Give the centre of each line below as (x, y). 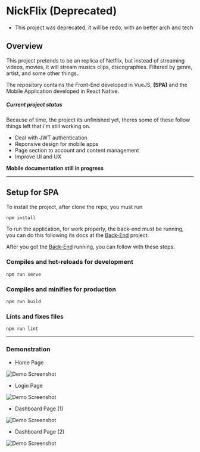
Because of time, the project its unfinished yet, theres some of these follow (98, 120)
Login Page (29, 385)
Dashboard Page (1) (39, 409)
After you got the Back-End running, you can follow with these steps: (90, 247)
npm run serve (24, 274)
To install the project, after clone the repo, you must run (74, 207)
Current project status (34, 105)
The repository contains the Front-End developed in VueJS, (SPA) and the (97, 85)
